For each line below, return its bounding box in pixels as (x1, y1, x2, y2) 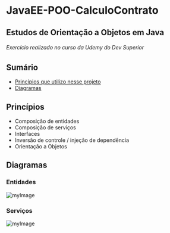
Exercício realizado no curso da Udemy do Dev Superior (6, 44, 144, 51)
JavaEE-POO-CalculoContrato (6, 4, 159, 17)
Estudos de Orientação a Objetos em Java (6, 27, 165, 38)
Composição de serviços (14, 124, 76, 131)
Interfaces (14, 131, 40, 138)
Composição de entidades (14, 117, 80, 125)
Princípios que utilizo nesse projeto (14, 78, 101, 85)
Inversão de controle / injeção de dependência (14, 136, 130, 144)
